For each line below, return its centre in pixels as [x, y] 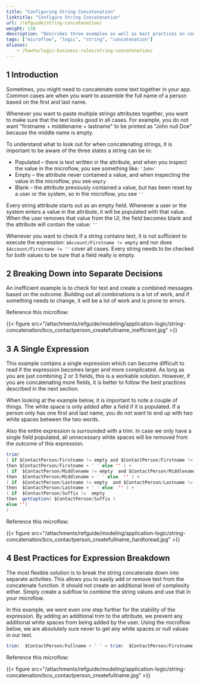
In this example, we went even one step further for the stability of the [91, 609]
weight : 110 [21, 28]
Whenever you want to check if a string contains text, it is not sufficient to [97, 236]
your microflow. [25, 598]
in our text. [19, 635]
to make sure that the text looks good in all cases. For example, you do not [97, 119]
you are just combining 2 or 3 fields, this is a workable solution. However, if [98, 376]
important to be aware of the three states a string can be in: [79, 150]
